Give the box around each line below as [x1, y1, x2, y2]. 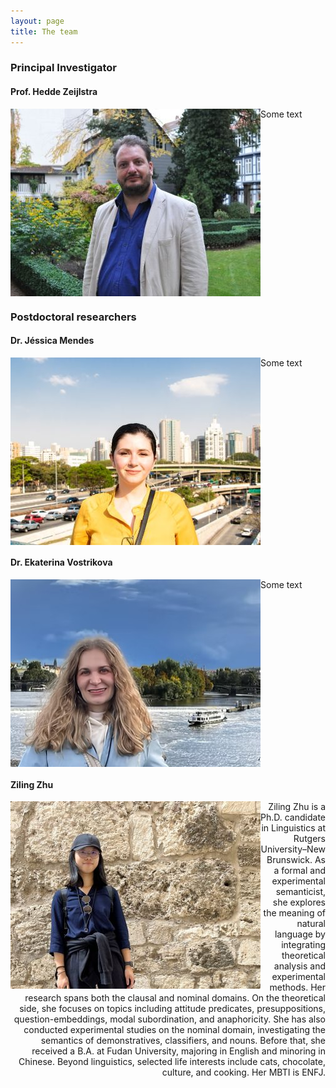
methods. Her [269, 981, 326, 994]
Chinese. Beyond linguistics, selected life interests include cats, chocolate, [18, 1056, 326, 1068]
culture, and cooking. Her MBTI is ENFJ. [161, 1066, 326, 1079]
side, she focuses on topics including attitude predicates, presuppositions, [19, 1003, 326, 1015]
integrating [281, 939, 326, 951]
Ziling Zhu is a [268, 801, 326, 813]
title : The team [10, 26, 78, 37]
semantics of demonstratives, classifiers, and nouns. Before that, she [40, 1035, 326, 1047]
